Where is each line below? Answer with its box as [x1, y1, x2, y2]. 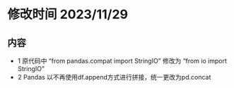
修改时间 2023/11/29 [7, 6, 129, 23]
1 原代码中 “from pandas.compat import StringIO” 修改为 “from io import [17, 57, 228, 65]
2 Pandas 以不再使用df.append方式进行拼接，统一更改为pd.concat [17, 73, 211, 81]
